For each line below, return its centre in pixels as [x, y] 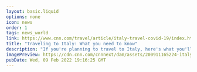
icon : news [19, 22]
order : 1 [17, 28]
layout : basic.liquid [33, 11]
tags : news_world [27, 33]
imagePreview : [23, 55]
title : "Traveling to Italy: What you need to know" [72, 44]
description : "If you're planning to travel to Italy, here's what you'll [99, 49]
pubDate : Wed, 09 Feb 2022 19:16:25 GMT [56, 60]
